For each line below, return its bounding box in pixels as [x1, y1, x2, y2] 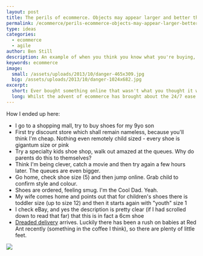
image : [6, 65, 23, 72]
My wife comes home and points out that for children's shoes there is [14, 192, 188, 200]
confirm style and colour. [14, 180, 77, 187]
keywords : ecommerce [6, 59, 59, 66]
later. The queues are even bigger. [14, 167, 101, 174]
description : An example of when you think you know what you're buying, [6, 54, 196, 60]
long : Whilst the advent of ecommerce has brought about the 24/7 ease [11, 93, 196, 99]
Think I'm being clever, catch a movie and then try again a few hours [14, 160, 186, 167]
